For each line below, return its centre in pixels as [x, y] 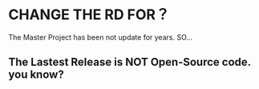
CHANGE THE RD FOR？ [89, 15]
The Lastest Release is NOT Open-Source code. [129, 62]
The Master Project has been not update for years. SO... [101, 37]
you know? [36, 75]
